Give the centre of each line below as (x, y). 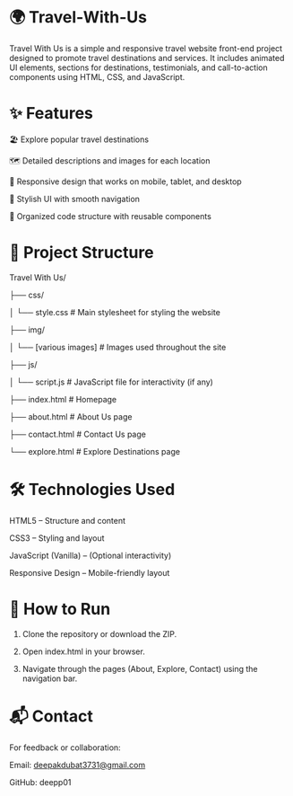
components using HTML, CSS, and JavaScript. (97, 76)
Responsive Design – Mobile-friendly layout (90, 572)
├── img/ (27, 330)
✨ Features (52, 114)
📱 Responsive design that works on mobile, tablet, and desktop (125, 181)
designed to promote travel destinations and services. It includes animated (147, 57)
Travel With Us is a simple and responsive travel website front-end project (146, 48)
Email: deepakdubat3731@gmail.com (78, 765)
